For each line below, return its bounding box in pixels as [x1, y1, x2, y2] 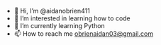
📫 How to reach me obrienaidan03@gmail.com [13, 30, 154, 38]
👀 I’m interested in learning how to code [13, 14, 131, 22]
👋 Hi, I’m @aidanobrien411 [13, 7, 90, 15]
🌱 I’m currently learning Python [13, 22, 105, 30]
